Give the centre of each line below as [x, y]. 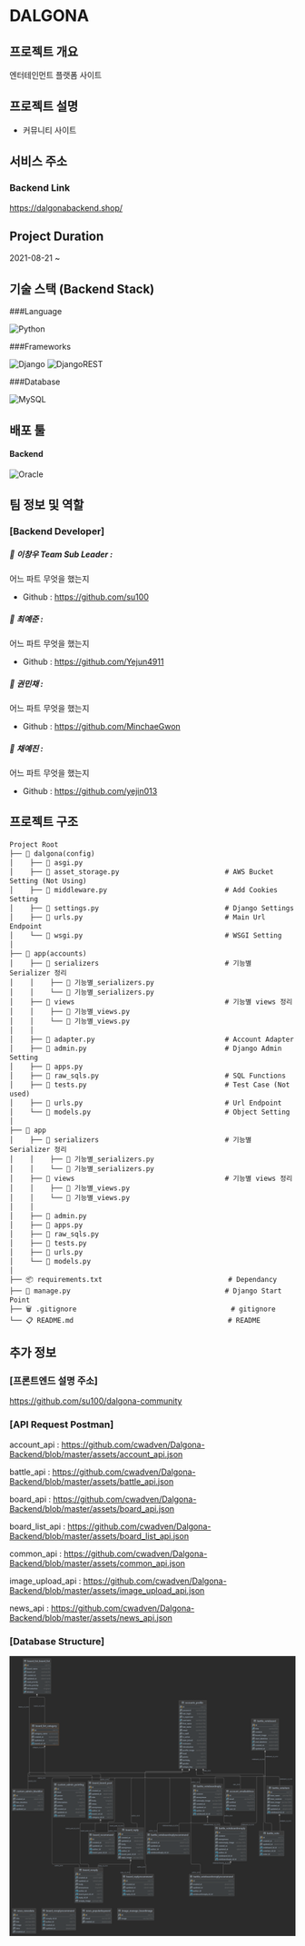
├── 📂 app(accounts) [49, 953]
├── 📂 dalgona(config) [52, 854]
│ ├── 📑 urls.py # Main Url [138, 917]
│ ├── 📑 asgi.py [46, 863]
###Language [36, 312]
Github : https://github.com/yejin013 [90, 790]
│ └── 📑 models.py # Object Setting [150, 1112]
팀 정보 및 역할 [47, 505]
